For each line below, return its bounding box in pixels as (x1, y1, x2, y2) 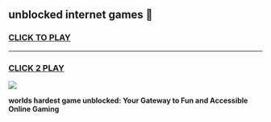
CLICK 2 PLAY (8, 62, 65, 73)
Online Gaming (8, 104, 60, 113)
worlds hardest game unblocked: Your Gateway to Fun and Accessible (8, 96, 248, 105)
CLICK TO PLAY (8, 32, 71, 43)
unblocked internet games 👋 (8, 8, 153, 22)
